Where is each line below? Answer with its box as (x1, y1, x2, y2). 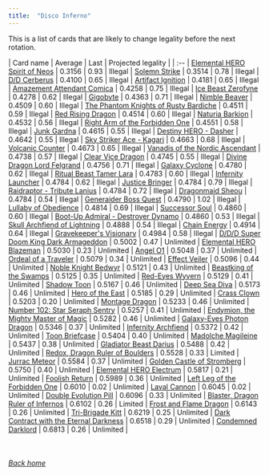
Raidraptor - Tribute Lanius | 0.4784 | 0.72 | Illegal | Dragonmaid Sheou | (8, 185, 247, 195)
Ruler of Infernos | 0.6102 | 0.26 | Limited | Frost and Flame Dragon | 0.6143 (8, 399, 258, 408)
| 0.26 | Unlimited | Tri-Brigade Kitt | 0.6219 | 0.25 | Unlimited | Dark (8, 407, 231, 417)
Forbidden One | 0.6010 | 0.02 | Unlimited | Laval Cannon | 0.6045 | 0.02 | (8, 382, 251, 392)
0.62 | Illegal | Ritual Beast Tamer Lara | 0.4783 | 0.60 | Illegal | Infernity (8, 168, 243, 178)
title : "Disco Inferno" (8, 11, 91, 20)
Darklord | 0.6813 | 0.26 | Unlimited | (8, 424, 128, 434)
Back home (8, 458, 46, 468)
